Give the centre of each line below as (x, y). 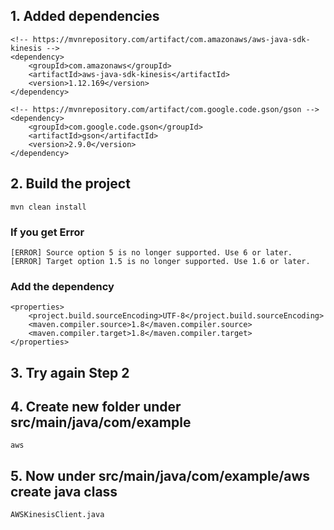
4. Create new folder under (96, 407)
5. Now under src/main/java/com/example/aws (160, 475)
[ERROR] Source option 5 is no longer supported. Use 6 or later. (151, 252)
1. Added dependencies (85, 16)
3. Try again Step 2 (70, 372)
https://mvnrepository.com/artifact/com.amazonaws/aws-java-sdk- (171, 39)
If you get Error (47, 232)
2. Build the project (70, 184)
